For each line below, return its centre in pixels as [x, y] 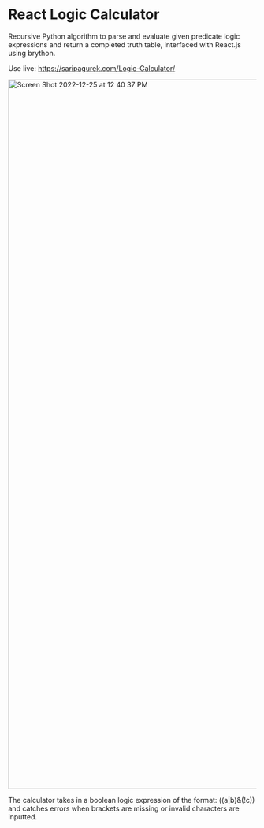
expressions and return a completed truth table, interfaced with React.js [125, 44]
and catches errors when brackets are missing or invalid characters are [124, 808]
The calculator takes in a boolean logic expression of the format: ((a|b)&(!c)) [132, 800]
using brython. [32, 53]
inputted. [23, 816]
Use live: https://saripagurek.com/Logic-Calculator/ [92, 68]
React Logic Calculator [84, 15]
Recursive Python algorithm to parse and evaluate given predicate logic [124, 36]
